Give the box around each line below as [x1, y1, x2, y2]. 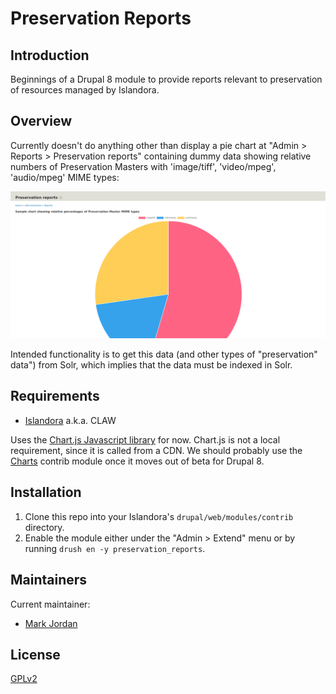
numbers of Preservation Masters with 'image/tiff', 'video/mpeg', [10, 160, 277, 172]
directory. [24, 521, 65, 533]
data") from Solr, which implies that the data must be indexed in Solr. [10, 359, 293, 371]
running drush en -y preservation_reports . [24, 542, 206, 554]
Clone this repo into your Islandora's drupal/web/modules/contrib [24, 510, 294, 522]
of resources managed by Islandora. [10, 84, 160, 96]
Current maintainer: [10, 598, 91, 610]
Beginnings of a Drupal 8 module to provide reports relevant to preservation [10, 73, 323, 85]
